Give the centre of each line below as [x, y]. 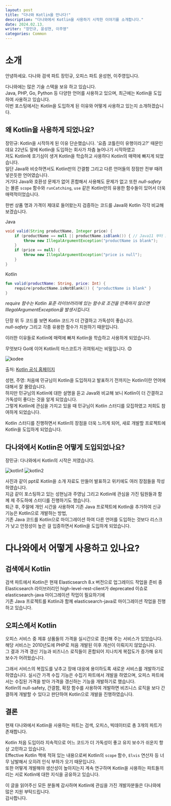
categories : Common [26, 34]
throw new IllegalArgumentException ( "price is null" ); [83, 255]
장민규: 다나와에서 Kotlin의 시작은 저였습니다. [50, 460]
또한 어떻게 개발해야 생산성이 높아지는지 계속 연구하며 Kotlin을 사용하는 [76, 768]
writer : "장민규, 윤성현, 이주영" [37, 29]
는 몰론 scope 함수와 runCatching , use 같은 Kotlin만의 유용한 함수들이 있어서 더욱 [85, 188]
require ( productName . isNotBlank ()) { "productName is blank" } [83, 288]
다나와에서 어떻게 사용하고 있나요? [73, 549]
